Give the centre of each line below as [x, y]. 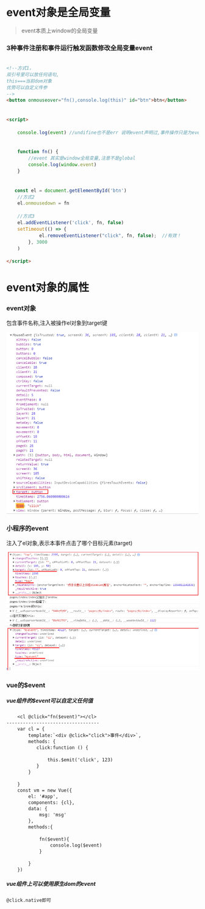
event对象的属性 [48, 288]
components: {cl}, [52, 802]
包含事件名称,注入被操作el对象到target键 [57, 323]
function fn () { [38, 152]
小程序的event [27, 529]
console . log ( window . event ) [63, 165]
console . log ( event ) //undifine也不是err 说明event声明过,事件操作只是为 [105, 132]
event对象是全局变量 [59, 13]
